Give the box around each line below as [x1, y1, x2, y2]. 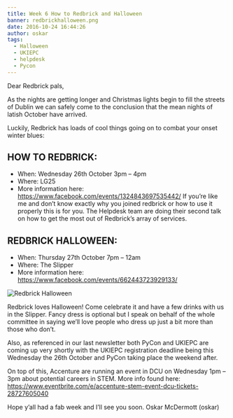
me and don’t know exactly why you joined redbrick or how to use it [17, 200, 213, 208]
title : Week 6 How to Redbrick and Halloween [7, 10, 142, 18]
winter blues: [7, 131, 45, 139]
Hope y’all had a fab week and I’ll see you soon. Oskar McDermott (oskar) [7, 403, 220, 412]
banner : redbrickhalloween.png [7, 17, 99, 24]
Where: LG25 [17, 177, 56, 186]
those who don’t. [7, 325, 56, 333]
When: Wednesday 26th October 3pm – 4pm [17, 169, 147, 179]
